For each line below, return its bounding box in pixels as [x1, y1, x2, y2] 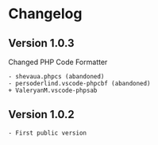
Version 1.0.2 [8, 108, 75, 121]
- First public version [8, 128, 87, 137]
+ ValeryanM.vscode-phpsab [8, 86, 98, 94]
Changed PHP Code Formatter [8, 57, 108, 67]
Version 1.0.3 [8, 36, 75, 50]
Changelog [8, 5, 83, 23]
